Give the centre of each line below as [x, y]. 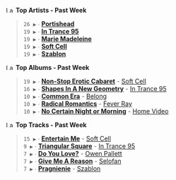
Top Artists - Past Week [51, 10]
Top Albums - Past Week [52, 67]
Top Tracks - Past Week [51, 125]
